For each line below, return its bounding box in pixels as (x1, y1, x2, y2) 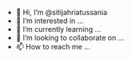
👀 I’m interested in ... (15, 16, 84, 26)
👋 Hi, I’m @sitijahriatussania (15, 8, 108, 17)
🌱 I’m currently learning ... (15, 25, 102, 33)
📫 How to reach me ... (15, 42, 90, 51)
